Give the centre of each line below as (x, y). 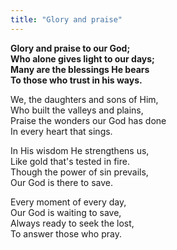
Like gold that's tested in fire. (70, 161)
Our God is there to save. (62, 182)
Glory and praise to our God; (70, 48)
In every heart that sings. (61, 131)
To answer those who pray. (66, 233)
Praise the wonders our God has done (88, 120)
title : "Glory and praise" (66, 19)
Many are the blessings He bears (80, 69)
